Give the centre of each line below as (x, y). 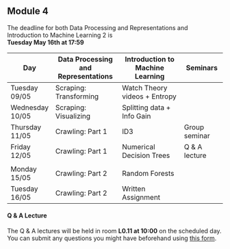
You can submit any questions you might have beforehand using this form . (112, 238)
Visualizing (73, 116)
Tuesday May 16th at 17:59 (46, 42)
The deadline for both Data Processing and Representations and (98, 27)
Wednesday (30, 107)
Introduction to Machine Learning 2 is (60, 35)
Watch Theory (145, 88)
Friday (21, 146)
